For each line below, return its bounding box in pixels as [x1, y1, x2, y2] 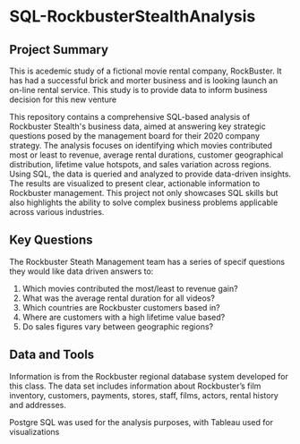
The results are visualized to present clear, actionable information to [9, 178, 261, 189]
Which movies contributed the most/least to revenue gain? [21, 283, 239, 294]
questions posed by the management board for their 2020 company [9, 131, 261, 141]
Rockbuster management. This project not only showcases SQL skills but [9, 188, 279, 198]
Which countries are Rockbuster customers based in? [21, 302, 221, 312]
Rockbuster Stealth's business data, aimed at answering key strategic [9, 121, 266, 132]
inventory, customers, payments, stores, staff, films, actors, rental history [9, 389, 279, 400]
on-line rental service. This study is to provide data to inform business [9, 85, 268, 95]
